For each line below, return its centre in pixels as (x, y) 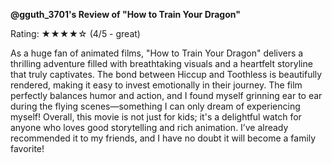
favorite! (27, 148)
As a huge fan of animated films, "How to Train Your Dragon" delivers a (157, 53)
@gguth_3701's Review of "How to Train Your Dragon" (125, 14)
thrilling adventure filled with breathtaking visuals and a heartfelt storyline (161, 63)
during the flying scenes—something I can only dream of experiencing (155, 106)
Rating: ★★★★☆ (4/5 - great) (75, 33)
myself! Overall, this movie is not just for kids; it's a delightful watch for (156, 117)
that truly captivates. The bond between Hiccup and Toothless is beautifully (166, 74)
